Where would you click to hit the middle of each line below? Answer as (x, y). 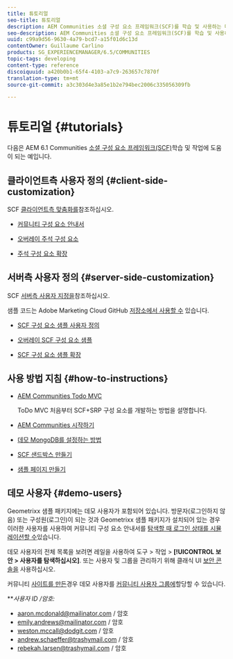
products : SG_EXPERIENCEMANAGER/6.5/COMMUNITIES (79, 53)
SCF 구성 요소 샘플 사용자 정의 (58, 325)
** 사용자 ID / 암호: (31, 599)
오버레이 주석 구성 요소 (48, 239)
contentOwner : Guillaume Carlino (55, 46)
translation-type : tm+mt (43, 78)
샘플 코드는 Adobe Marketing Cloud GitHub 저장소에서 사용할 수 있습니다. (108, 310)
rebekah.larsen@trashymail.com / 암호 (72, 648)
